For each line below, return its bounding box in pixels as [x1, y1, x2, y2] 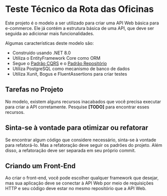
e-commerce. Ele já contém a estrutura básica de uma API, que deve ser [5, 25, 155, 31]
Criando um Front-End [5, 162, 76, 170]
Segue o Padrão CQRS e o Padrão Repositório [12, 60, 107, 66]
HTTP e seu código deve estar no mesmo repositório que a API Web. [5, 186, 147, 192]
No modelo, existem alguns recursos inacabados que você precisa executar [5, 98, 161, 104]
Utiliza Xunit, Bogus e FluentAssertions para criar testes [12, 71, 127, 77]
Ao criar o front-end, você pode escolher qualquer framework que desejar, [5, 175, 159, 181]
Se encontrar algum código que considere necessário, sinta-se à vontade [5, 137, 157, 143]
